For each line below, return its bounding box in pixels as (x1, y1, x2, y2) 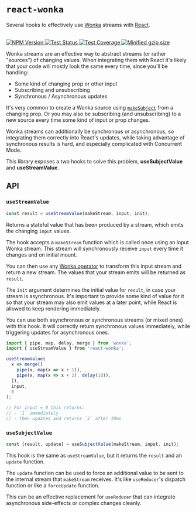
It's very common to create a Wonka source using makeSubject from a (6, 104, 174, 111)
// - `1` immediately (6, 410, 59, 417)
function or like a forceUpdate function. (6, 482, 100, 489)
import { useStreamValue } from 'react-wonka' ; (6, 346, 125, 351)
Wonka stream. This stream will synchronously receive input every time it (6, 245, 183, 252)
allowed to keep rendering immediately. (6, 305, 101, 312)
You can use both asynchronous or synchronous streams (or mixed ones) (6, 316, 183, 323)
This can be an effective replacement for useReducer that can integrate (6, 493, 176, 500)
